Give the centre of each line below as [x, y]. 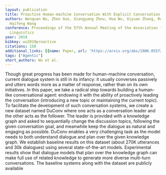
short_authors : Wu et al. [32, 60]
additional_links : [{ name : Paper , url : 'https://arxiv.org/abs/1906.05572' [85, 51]
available [14, 169]
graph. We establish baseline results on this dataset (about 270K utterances [82, 142]
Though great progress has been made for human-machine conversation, [80, 74]
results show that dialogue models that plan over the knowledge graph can [81, 153]
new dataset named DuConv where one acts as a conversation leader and [80, 111]
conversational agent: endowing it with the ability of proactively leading [86, 95]
